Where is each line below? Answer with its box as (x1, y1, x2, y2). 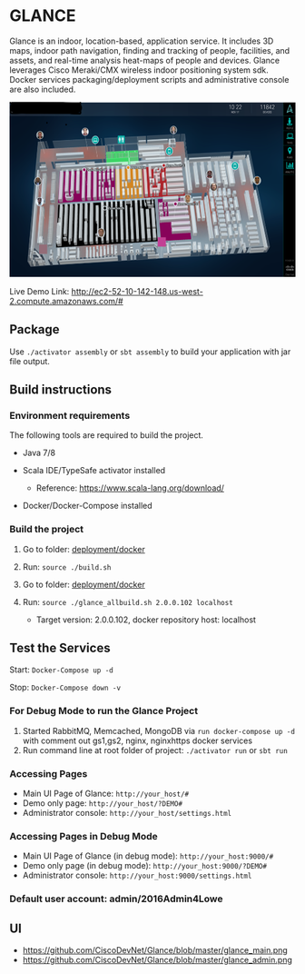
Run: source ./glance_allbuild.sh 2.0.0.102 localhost (22, 596, 233, 607)
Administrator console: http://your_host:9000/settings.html (22, 870, 252, 881)
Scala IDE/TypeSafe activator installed (22, 465, 166, 476)
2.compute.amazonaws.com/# (9, 295, 124, 306)
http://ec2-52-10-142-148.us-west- (71, 285, 204, 296)
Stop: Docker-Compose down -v (9, 682, 121, 693)
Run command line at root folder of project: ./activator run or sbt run (22, 744, 288, 755)
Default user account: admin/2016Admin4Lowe (9, 892, 224, 905)
